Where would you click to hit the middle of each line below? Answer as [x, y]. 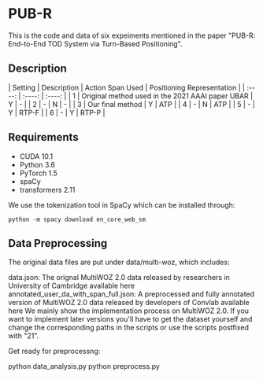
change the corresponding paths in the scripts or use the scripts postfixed [129, 328]
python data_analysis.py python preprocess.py [84, 366]
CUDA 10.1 [36, 156]
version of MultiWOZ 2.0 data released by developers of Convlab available [129, 303]
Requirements [43, 137]
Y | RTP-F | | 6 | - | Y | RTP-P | [57, 112]
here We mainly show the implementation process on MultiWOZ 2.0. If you [129, 311]
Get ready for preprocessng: [54, 351]
